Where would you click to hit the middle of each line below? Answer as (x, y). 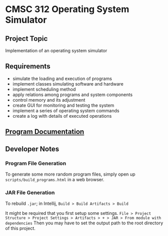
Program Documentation (45, 132)
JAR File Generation (30, 192)
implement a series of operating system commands (66, 110)
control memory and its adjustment (49, 100)
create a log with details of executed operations (62, 116)
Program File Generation (36, 163)
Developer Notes (32, 149)
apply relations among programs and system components (72, 95)
